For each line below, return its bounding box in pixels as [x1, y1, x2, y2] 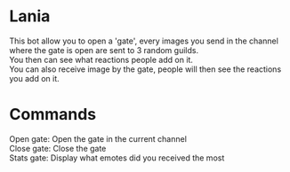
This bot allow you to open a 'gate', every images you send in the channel [9, 35, 278, 46]
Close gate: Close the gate [9, 143, 107, 153]
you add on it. [9, 73, 60, 83]
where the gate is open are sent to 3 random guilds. [9, 44, 198, 55]
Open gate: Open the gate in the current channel [9, 133, 187, 144]
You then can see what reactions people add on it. [9, 54, 194, 65]
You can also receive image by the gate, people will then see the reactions [9, 64, 282, 74]
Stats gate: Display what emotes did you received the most [9, 152, 225, 163]
